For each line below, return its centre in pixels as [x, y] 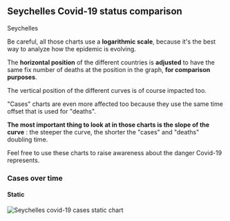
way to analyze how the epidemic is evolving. [72, 48]
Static [16, 195]
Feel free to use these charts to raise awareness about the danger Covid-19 [115, 152]
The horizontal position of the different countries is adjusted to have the [111, 62]
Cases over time [35, 178]
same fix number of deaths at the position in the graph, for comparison [109, 69]
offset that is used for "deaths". [52, 111]
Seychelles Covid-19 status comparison [95, 11]
